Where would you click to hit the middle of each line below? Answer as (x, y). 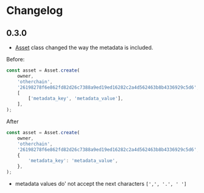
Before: (15, 59)
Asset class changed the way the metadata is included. (84, 47)
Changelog (35, 11)
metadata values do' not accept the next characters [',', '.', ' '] (101, 184)
